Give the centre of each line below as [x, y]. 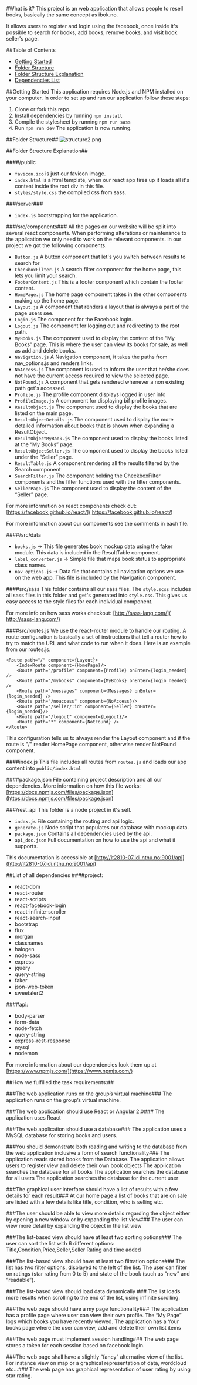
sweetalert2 [29, 993]
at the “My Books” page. [44, 444]
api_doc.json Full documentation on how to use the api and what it [95, 840]
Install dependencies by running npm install [69, 115]
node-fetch [28, 1028]
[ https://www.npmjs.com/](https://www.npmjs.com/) [69, 1071]
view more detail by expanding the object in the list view [74, 1226]
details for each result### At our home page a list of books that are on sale [97, 1195]
